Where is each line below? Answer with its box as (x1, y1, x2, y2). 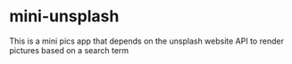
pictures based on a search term (9, 44, 129, 55)
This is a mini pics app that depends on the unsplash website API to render (9, 36, 284, 46)
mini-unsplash (9, 6, 120, 27)
